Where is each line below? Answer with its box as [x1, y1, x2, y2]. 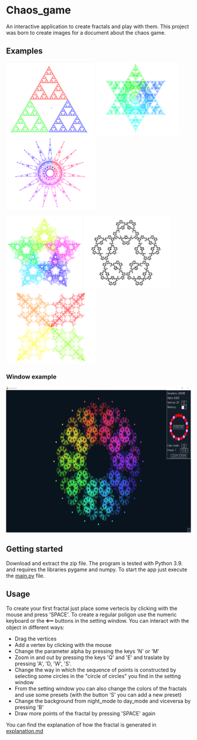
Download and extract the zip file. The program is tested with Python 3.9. [6, 560, 183, 567]
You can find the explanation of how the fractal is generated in [6, 721, 157, 728]
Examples [6, 46, 43, 56]
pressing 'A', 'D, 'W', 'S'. [14, 660, 72, 667]
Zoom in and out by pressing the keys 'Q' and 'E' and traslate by [14, 654, 170, 661]
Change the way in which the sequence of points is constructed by [14, 666, 176, 673]
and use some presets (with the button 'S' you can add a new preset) [14, 691, 182, 698]
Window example [6, 373, 57, 381]
